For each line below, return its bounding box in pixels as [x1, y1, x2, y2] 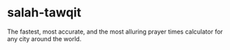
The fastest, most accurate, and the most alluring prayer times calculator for [7, 27, 223, 36]
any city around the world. [7, 34, 82, 42]
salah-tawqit [7, 5, 81, 21]
